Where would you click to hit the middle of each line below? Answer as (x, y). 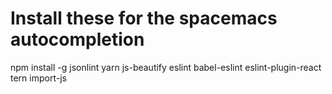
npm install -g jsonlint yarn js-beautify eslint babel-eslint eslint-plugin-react (166, 67)
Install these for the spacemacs (144, 18)
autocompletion (77, 39)
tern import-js (38, 78)
